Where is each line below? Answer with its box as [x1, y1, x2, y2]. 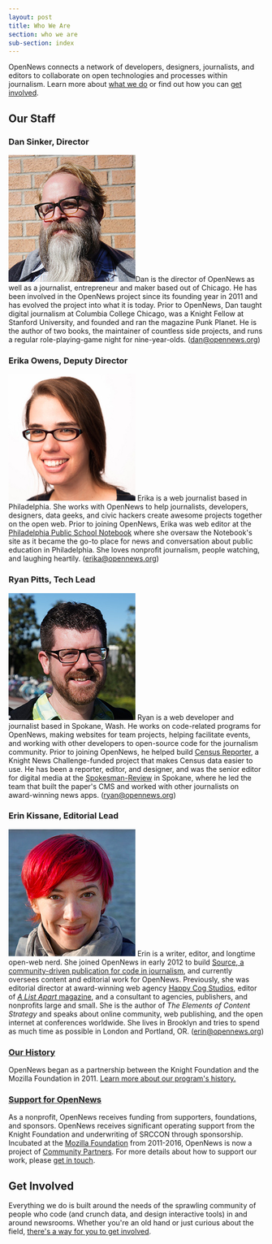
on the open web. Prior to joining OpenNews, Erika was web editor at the [8, 519, 252, 529]
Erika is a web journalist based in [136, 493, 248, 503]
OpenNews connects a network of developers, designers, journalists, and [8, 62, 254, 72]
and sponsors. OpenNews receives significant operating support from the [8, 1121, 255, 1131]
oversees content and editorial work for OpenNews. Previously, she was [8, 974, 250, 984]
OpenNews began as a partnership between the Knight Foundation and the [8, 1065, 260, 1075]
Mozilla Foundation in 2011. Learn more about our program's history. [8, 1073, 236, 1084]
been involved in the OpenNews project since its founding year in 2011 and [8, 291, 258, 301]
